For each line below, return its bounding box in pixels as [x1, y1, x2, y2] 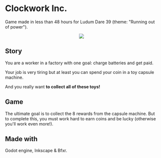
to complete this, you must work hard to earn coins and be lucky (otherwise [5, 115, 156, 121]
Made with [5, 135, 38, 143]
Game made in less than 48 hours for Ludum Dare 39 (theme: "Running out [5, 19, 155, 25]
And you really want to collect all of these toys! [5, 84, 100, 89]
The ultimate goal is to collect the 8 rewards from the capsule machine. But [5, 111, 155, 116]
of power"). [5, 24, 28, 29]
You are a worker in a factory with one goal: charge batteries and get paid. [5, 60, 154, 66]
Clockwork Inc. [5, 3, 67, 14]
